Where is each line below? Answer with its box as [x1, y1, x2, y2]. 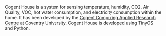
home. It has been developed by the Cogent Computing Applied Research [5, 15, 156, 20]
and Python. [5, 25, 30, 31]
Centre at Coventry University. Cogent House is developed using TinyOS [5, 20, 154, 26]
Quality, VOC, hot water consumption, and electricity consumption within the [5, 9, 162, 15]
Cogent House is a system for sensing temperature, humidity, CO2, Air [5, 4, 149, 10]
